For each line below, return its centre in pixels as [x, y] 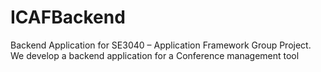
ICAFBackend [68, 17]
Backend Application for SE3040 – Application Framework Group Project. [161, 45]
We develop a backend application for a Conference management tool [155, 55]
